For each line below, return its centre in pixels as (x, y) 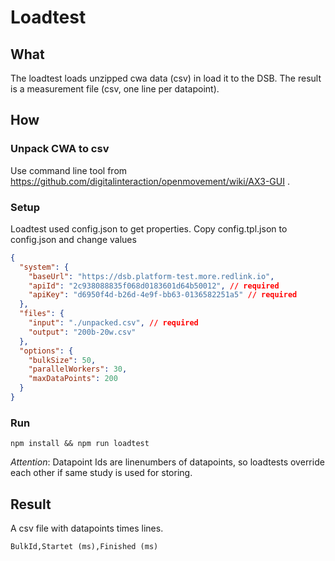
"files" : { (42, 314)
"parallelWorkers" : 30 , (78, 369)
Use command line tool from (69, 170)
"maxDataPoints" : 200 (73, 379)
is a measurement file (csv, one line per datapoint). (115, 89)
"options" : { (46, 351)
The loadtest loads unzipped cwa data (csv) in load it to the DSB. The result (166, 78)
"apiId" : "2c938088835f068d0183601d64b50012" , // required (154, 286)
